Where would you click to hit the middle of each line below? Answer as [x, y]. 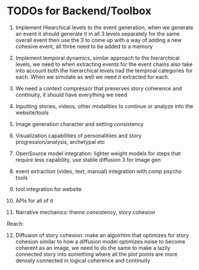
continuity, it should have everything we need [71, 95]
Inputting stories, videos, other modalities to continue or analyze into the [104, 106]
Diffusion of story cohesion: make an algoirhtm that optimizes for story [102, 235]
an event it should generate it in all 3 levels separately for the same [97, 33]
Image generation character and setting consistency [80, 124]
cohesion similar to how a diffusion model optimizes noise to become [100, 241]
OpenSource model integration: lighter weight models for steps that [98, 153]
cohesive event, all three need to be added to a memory [84, 46]
